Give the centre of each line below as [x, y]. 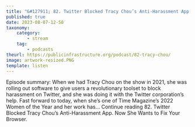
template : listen [27, 66]
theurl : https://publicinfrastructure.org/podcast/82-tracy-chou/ [88, 55]
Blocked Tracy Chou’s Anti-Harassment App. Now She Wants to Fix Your [93, 113]
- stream [38, 38]
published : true [26, 17]
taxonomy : [18, 28]
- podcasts [40, 50]
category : [29, 33]
